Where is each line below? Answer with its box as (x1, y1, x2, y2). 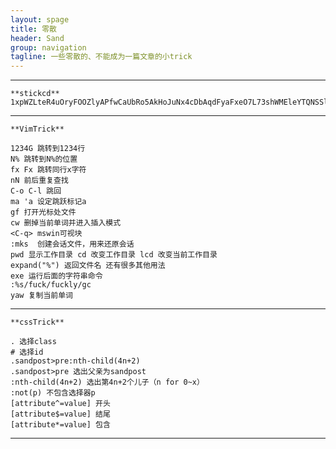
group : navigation (10, 42, 87, 53)
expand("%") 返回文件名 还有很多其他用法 (10, 261, 166, 271)
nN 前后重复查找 (10, 176, 69, 186)
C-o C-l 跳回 (10, 186, 62, 196)
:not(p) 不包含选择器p (10, 388, 96, 398)
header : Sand (10, 33, 65, 43)
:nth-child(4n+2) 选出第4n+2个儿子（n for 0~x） (10, 377, 205, 388)
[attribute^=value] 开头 (10, 399, 111, 409)
